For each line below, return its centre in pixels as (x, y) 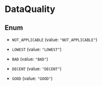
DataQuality (30, 9)
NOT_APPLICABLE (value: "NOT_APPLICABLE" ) (55, 39)
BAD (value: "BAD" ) (30, 59)
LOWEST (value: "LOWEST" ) (37, 49)
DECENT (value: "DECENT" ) (37, 69)
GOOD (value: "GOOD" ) (32, 78)
